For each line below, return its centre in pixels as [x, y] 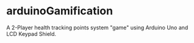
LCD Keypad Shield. [31, 33]
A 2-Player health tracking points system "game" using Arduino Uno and [97, 27]
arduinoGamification [60, 11]
